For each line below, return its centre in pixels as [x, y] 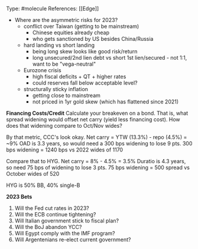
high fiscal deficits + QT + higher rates [79, 77]
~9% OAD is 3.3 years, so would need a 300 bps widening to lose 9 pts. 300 [99, 143]
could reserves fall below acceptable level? [85, 83]
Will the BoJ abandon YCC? [48, 227]
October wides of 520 [33, 174]
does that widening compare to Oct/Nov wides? [64, 126]
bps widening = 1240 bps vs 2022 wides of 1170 [64, 150]
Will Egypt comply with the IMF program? [65, 233]
